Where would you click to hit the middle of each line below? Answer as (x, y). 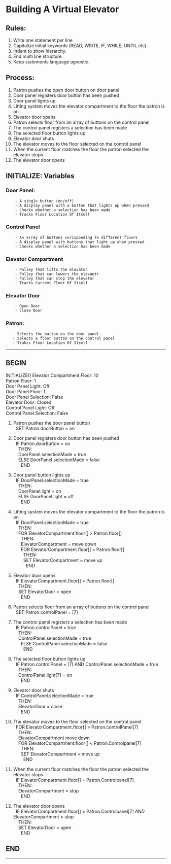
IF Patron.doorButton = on (43, 443)
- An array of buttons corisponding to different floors (76, 237)
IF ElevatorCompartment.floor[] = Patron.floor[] (65, 581)
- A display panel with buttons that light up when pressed (80, 242)
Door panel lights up (34, 100)
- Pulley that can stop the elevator (55, 279)
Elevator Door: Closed (29, 402)
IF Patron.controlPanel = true (46, 627)
